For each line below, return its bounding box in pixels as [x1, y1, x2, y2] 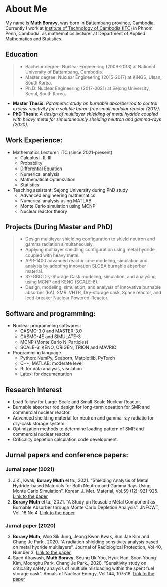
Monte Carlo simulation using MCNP [20, 203, 96, 209]
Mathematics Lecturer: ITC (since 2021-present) [12, 149, 113, 155]
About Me [5, 3, 47, 15]
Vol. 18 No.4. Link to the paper [12, 509, 75, 516]
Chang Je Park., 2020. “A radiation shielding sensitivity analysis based [12, 539, 159, 545]
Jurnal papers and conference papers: [5, 451, 129, 459]
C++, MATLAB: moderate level [20, 360, 83, 366]
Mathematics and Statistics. [5, 36, 63, 42]
